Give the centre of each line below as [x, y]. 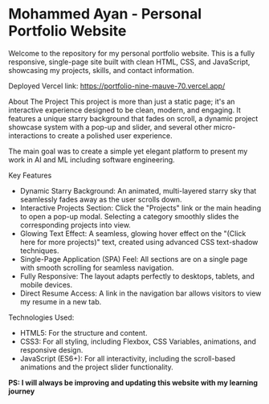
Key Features [30, 175]
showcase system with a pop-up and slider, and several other [110, 127]
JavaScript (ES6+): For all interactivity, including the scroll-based [127, 358]
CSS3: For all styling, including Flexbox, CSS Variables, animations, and [138, 341]
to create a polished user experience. [111, 135]
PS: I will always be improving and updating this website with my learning [133, 382]
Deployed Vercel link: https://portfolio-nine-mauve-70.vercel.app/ [117, 86]
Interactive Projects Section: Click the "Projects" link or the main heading [141, 208]
